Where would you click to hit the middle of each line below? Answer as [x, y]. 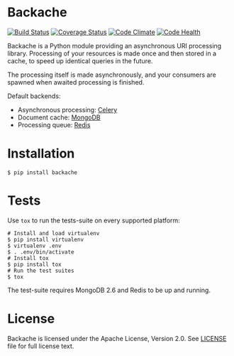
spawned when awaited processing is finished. [76, 82]
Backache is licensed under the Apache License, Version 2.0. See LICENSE [117, 338]
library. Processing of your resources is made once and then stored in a [112, 53]
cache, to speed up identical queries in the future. [80, 60]
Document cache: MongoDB [59, 117]
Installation [41, 154]
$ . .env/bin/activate [41, 252]
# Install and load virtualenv [54, 233]
